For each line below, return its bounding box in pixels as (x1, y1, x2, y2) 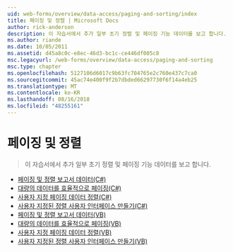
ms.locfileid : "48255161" (7, 103, 83, 110)
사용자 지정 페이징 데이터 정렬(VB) (17, 228, 112, 236)
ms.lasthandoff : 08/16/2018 (7, 96, 90, 103)
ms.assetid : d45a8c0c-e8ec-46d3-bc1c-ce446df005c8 (7, 50, 160, 57)
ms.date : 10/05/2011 (7, 43, 68, 50)
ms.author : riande (7, 37, 61, 44)
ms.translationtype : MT (7, 83, 78, 90)
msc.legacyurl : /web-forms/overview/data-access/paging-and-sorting (7, 57, 213, 64)
